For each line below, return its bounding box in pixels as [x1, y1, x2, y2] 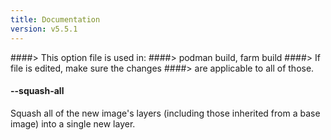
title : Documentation [10, 14, 101, 25]
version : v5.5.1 [10, 24, 78, 34]
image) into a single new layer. [10, 117, 136, 130]
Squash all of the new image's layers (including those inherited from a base [10, 107, 321, 119]
